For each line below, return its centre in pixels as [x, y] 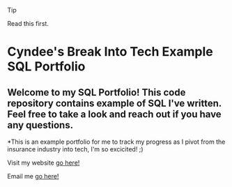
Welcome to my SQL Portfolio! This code [96, 92]
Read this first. [28, 23]
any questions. [40, 125]
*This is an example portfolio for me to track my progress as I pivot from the [116, 142]
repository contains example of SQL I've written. [114, 103]
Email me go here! [33, 176]
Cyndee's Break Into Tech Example [110, 52]
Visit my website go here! [44, 163]
